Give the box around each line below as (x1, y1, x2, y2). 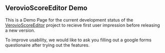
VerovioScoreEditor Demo (5, 4, 88, 12)
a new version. (5, 27, 35, 33)
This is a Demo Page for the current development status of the (5, 17, 134, 23)
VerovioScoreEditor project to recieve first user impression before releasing (5, 22, 161, 28)
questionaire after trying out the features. (5, 42, 90, 48)
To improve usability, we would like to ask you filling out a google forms (5, 37, 152, 43)
